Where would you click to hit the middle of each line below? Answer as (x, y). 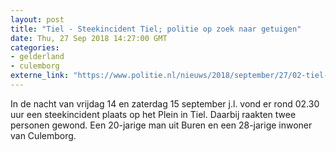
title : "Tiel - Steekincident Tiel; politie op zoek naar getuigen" (156, 29)
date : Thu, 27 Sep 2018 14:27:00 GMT (89, 38)
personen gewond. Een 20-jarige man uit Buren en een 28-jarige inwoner (161, 125)
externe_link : (40, 76)
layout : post (37, 19)
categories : (35, 47)
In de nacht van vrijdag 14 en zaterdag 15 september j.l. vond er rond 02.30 (165, 103)
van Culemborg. (43, 135)
